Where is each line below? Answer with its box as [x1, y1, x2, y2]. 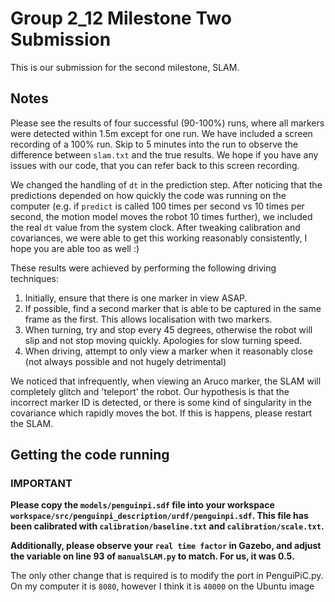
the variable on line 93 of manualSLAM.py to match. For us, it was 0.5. [10, 550, 295, 562]
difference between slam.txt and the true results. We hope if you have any [10, 148, 319, 161]
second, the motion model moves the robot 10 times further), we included [10, 210, 313, 222]
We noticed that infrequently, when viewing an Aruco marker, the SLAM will [10, 375, 322, 387]
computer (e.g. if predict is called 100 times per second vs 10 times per [10, 200, 305, 212]
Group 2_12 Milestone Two [10, 7, 232, 30]
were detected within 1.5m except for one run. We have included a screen [10, 127, 313, 139]
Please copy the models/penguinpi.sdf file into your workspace [10, 499, 275, 511]
